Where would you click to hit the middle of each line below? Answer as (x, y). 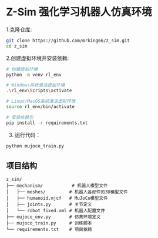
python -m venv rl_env (34, 75)
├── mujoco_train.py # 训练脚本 (49, 223)
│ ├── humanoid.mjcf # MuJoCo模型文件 (57, 198)
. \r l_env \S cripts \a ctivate (39, 91)
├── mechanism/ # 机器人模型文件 (57, 186)
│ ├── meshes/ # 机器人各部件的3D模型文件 (67, 192)
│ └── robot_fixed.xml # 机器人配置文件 (56, 211)
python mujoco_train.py (35, 146)
